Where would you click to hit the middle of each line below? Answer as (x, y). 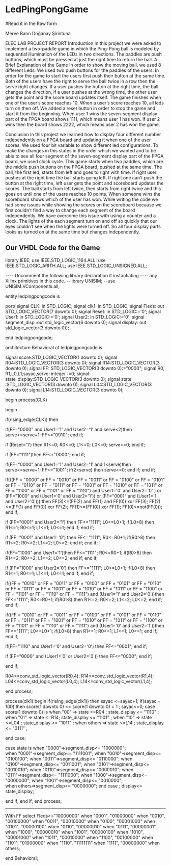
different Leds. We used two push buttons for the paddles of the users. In (82, 70)
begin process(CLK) (26, 400)
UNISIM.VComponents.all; (33, 286)
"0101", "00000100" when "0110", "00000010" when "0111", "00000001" (81, 826)
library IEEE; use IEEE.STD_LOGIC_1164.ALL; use (55, 260)
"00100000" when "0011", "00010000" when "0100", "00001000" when (80, 821)
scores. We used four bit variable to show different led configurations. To (82, 145)
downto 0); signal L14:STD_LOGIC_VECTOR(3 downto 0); (64, 390)
